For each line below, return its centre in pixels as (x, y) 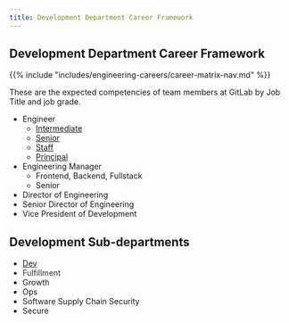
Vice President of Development (79, 214)
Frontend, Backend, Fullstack (89, 176)
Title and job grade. (45, 102)
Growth (36, 283)
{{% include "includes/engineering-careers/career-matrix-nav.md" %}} (140, 75)
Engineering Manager (62, 167)
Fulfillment (41, 273)
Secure (35, 311)
